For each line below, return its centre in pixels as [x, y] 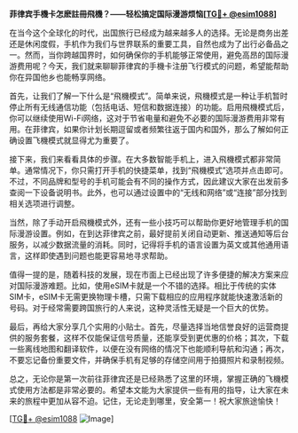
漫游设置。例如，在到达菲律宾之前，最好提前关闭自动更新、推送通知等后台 [153, 233]
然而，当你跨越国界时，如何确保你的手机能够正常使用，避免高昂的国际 [153, 55]
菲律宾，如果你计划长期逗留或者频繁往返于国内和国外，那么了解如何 [157, 129]
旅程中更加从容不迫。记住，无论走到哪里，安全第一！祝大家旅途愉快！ [153, 401]
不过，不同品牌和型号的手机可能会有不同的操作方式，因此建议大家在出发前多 [149, 181]
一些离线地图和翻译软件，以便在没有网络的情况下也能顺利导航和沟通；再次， [149, 349]
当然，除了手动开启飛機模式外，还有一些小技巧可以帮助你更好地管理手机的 [145, 222]
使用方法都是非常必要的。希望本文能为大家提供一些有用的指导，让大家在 [149, 390]
